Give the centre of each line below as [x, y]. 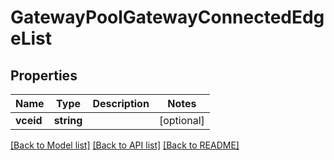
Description [121, 103]
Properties [44, 75]
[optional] [181, 120]
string [68, 120]
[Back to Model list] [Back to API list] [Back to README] [125, 145]
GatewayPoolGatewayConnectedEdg [167, 17]
